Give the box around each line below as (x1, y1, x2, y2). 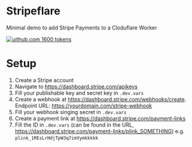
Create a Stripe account (14, 76, 74, 83)
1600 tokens (41, 35, 72, 43)
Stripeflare (6, 4, 61, 18)
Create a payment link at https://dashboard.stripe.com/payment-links (14, 115, 186, 122)
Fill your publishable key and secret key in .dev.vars (14, 89, 144, 97)
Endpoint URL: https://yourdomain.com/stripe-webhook (14, 102, 153, 109)
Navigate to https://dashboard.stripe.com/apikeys (14, 83, 138, 90)
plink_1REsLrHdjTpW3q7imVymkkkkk (14, 135, 99, 141)
